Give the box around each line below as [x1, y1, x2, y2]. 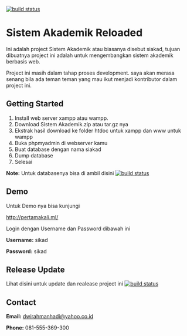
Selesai [14, 158, 33, 165]
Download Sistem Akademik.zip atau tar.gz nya [14, 120, 129, 127]
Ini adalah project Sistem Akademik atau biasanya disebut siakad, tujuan [6, 45, 181, 52]
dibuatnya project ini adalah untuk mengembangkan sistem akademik [6, 52, 174, 59]
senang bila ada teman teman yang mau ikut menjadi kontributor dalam [6, 75, 178, 82]
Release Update [6, 264, 65, 274]
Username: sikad [6, 236, 48, 243]
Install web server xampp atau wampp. [14, 115, 108, 122]
